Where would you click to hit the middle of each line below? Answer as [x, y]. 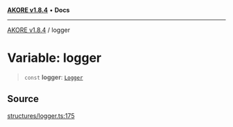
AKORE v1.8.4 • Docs [38, 10]
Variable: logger [54, 58]
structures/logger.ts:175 [41, 116]
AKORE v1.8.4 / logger [39, 30]
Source [23, 99]
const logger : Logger [53, 77]
